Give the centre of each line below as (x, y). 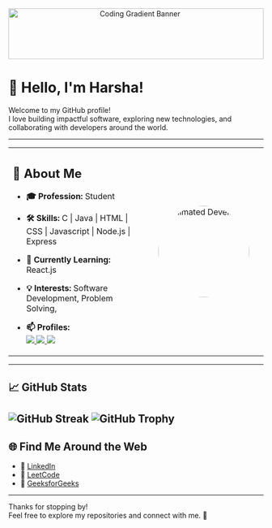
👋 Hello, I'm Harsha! (76, 88)
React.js (41, 270)
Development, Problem (70, 298)
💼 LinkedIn (38, 466)
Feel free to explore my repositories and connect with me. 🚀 (108, 516)
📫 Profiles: (48, 327)
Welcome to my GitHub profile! (59, 110)
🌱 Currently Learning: (68, 260)
